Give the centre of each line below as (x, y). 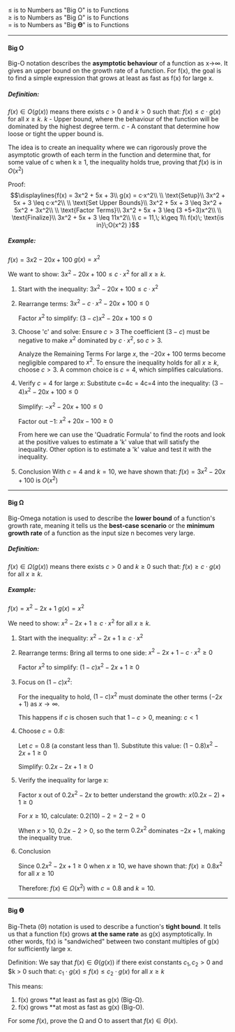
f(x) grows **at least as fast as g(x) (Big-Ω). (81, 1000)
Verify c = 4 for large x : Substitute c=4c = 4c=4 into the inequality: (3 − (121, 384)
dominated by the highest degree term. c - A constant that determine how (114, 127)
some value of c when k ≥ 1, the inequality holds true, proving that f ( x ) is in (115, 162)
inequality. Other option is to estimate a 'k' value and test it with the (115, 450)
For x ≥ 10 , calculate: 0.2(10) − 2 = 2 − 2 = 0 (82, 816)
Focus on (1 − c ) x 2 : (45, 681)
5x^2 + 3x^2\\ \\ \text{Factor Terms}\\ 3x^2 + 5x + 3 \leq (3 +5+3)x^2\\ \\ (118, 210)
